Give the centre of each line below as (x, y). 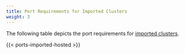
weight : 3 (18, 17)
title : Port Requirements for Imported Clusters (67, 11)
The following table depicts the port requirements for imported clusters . (93, 33)
